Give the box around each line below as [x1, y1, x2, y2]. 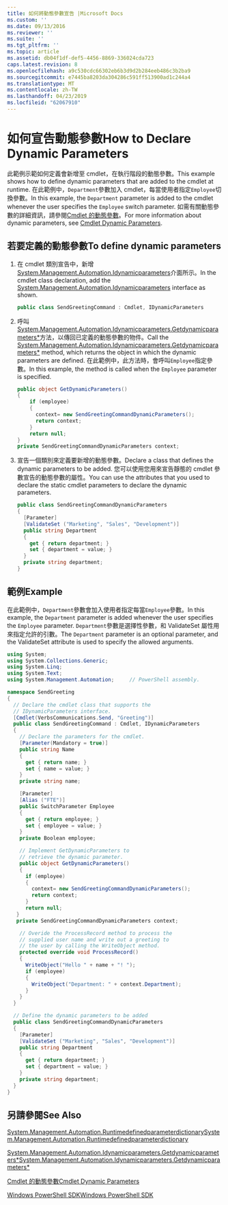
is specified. [16, 372, 52, 380]
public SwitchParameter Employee [19, 803, 115, 810]
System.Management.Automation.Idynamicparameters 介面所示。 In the [16, 268, 216, 276]
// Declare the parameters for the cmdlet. [19, 733, 145, 740]
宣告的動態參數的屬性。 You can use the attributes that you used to [23, 474, 210, 482]
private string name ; [19, 778, 81, 785]
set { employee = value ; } [25, 822, 102, 829]
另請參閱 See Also [7, 1109, 82, 1121]
